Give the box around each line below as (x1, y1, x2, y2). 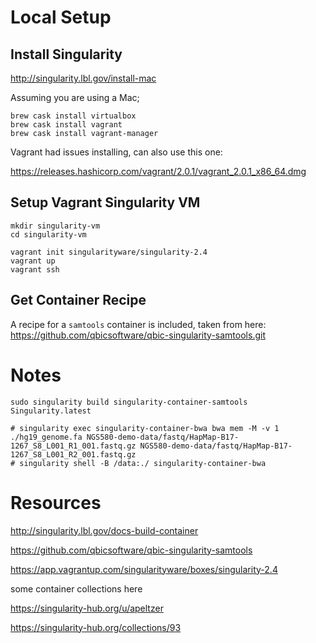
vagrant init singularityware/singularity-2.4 (10, 247, 208, 257)
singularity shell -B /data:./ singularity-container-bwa (19, 458, 267, 468)
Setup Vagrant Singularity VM (10, 194, 201, 211)
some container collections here (10, 582, 143, 595)
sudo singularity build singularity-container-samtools (10, 397, 248, 407)
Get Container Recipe (10, 292, 147, 309)
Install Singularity (10, 46, 123, 63)
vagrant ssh (10, 264, 60, 275)
